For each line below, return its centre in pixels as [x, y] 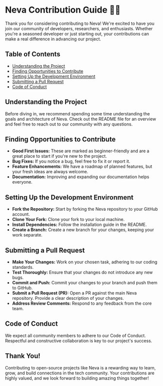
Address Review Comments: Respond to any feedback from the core [82, 303]
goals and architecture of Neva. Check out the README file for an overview [81, 119]
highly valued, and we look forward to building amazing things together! [77, 378]
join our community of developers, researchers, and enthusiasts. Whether [79, 28]
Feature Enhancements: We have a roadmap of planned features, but [82, 166]
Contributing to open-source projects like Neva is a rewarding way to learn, [80, 368]
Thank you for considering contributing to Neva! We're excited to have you [80, 23]
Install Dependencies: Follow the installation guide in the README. [79, 225]
